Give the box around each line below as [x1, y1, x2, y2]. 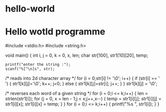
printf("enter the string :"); [5, 62, 71, 67]
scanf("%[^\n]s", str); [5, 66, 55, 72]
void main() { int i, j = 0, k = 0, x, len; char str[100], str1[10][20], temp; [5, 52, 148, 58]
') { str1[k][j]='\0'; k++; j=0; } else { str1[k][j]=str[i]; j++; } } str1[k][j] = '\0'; [5, 81, 157, 87]
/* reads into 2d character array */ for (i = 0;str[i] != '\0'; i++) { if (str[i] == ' [5, 75, 160, 81]
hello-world [5, 3, 55, 15]
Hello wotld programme [5, 26, 106, 38]
